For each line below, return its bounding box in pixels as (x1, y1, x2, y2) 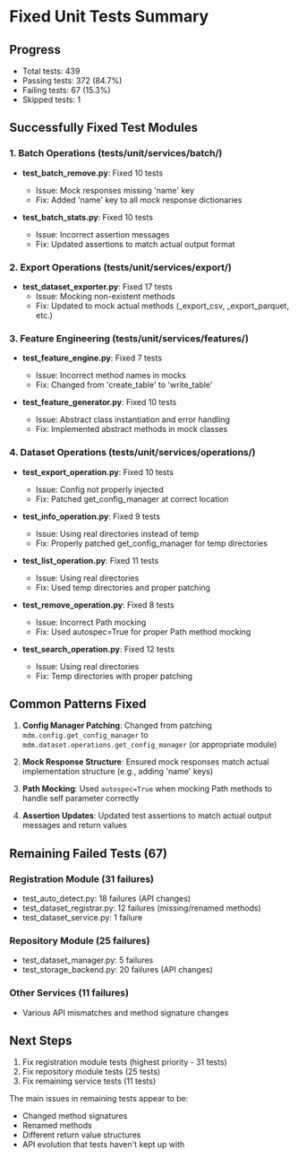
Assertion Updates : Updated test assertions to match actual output (21, 810, 272, 821)
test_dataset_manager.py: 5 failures (21, 955, 154, 965)
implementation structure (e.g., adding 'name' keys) (21, 766, 214, 777)
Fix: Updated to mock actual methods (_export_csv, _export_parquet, (35, 300, 289, 311)
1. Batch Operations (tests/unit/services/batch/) (9, 147, 223, 160)
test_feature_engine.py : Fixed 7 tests (21, 352, 163, 364)
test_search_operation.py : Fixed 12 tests (21, 644, 175, 654)
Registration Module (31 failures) (9, 872, 155, 885)
